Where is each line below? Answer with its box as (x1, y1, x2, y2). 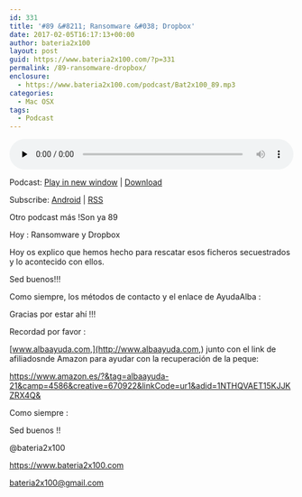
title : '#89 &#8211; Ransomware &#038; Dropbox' (9, 22, 196, 31)
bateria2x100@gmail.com (9, 477, 105, 488)
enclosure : (9, 72, 50, 81)
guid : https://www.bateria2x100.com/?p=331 (9, 55, 176, 64)
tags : (9, 106, 30, 115)
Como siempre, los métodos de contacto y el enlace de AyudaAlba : (9, 291, 261, 302)
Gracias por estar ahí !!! (9, 308, 96, 320)
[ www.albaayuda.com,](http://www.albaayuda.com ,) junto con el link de (9, 344, 277, 354)
